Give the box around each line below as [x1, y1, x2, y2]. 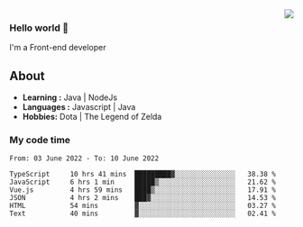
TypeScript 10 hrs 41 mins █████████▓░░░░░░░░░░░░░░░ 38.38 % [9, 170, 277, 179]
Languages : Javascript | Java [22, 102, 136, 113]
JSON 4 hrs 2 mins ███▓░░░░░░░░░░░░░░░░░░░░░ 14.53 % [9, 194, 277, 203]
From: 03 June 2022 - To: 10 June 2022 [9, 154, 160, 163]
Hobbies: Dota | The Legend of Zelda [22, 112, 162, 123]
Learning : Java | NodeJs [22, 92, 118, 103]
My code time [9, 134, 70, 147]
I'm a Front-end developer [9, 42, 106, 53]
